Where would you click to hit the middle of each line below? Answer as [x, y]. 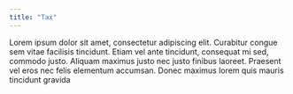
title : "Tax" [33, 17]
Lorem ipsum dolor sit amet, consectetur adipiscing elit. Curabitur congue [143, 42]
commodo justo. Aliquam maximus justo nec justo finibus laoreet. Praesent [145, 61]
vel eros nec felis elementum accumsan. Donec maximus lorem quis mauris [147, 70]
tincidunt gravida [40, 79]
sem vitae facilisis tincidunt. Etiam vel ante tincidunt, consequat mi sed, [139, 51]
